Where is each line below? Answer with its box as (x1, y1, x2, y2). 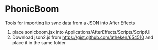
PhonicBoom (5, 3, 59, 15)
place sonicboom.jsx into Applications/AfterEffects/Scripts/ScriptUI (12, 29, 151, 35)
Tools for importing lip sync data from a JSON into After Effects (5, 20, 135, 25)
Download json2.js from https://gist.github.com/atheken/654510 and (12, 34, 153, 40)
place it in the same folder (12, 39, 66, 45)
